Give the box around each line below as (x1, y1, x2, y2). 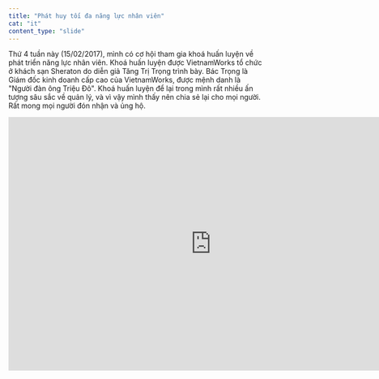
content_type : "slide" (8, 27, 85, 35)
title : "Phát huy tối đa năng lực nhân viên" (8, 11, 164, 20)
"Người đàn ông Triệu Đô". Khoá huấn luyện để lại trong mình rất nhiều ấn (8, 84, 253, 93)
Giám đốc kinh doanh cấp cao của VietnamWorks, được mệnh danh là (8, 75, 241, 85)
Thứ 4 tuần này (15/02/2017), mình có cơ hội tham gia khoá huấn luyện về (8, 50, 253, 59)
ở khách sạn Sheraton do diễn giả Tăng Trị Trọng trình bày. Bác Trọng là (8, 67, 249, 76)
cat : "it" (8, 19, 42, 28)
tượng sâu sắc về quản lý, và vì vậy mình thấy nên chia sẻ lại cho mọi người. (8, 93, 261, 102)
